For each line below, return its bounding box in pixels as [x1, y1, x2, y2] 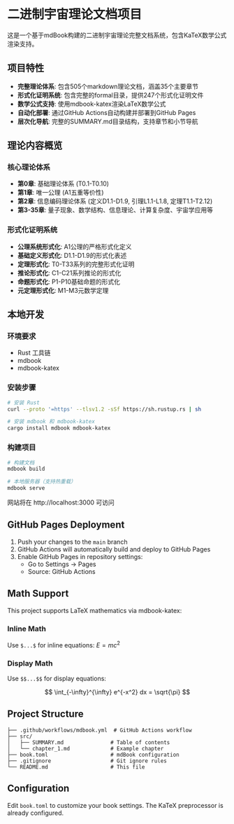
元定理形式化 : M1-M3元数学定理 [17, 286, 109, 294]
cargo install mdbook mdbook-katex [7, 425, 111, 432]
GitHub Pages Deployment [7, 519, 125, 531]
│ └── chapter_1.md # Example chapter [7, 745, 164, 752]
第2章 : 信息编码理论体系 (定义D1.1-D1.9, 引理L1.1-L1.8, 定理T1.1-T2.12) [17, 197, 213, 205]
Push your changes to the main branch [17, 537, 128, 546]
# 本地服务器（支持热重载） [7, 478, 77, 486]
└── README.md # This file [7, 763, 145, 771]
